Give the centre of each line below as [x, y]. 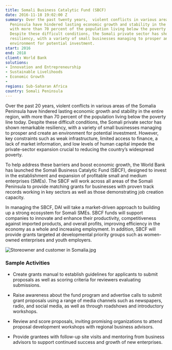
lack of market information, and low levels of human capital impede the [80, 143]
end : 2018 [16, 53]
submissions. [27, 285]
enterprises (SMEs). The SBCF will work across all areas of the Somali [79, 181]
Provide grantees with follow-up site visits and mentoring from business [89, 337]
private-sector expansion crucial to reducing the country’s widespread [80, 149]
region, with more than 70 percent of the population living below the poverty [86, 116]
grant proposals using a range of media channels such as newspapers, [88, 300]
